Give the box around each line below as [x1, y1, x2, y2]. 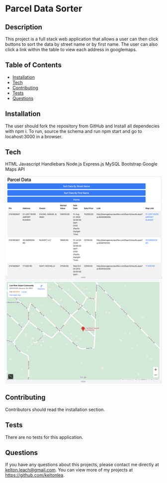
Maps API [5, 166, 25, 172]
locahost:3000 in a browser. [5, 133, 63, 139]
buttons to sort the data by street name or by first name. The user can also [5, 41, 158, 47]
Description [5, 23, 42, 31]
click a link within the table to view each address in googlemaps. [5, 47, 137, 52]
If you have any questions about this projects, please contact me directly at [5, 462, 159, 468]
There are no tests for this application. [5, 434, 83, 440]
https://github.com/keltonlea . [5, 472, 65, 478]
